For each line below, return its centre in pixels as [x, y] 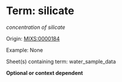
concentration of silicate [36, 27]
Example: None [24, 50]
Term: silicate [40, 11]
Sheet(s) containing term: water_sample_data [61, 61]
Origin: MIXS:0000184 [33, 38]
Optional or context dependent [45, 73]
